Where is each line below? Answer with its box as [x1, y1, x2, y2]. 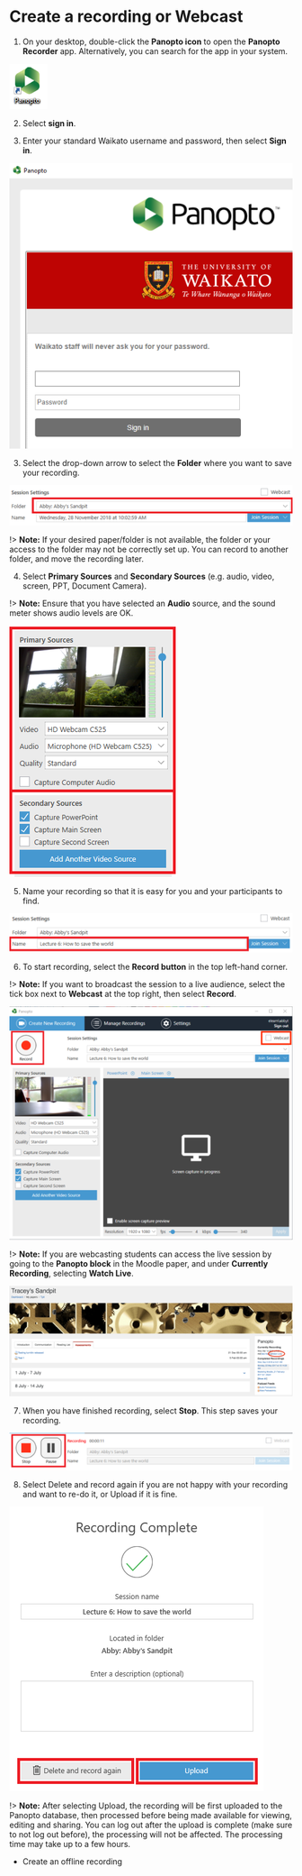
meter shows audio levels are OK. [9, 608, 134, 618]
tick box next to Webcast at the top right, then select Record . [9, 988, 236, 999]
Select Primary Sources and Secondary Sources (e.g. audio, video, [22, 571, 275, 582]
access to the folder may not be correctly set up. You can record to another [9, 544, 289, 555]
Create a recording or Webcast [9, 6, 244, 27]
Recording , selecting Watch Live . [9, 1268, 134, 1279]
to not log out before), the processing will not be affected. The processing [9, 1829, 283, 1840]
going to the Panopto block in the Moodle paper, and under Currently [9, 1258, 269, 1269]
